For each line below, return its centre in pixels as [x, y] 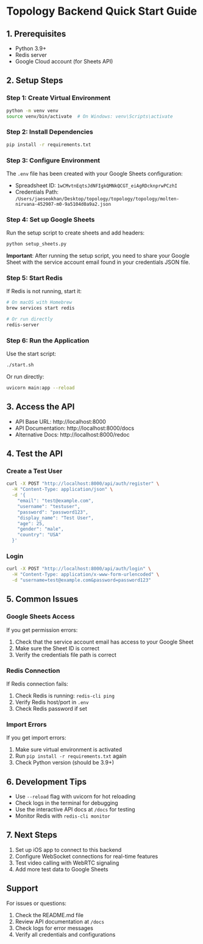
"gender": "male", [41, 529]
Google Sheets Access [41, 617]
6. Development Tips [47, 782]
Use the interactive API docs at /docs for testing [75, 810]
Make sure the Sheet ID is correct [57, 648]
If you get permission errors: [42, 630]
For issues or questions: [37, 903]
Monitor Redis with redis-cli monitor [63, 816]
